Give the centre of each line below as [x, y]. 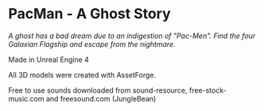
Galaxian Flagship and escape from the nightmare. [92, 44]
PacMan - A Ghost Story [89, 14]
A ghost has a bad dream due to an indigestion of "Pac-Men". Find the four [132, 36]
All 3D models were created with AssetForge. [82, 75]
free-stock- [208, 90]
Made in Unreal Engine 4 [49, 59]
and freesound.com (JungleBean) [101, 98]
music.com [27, 98]
